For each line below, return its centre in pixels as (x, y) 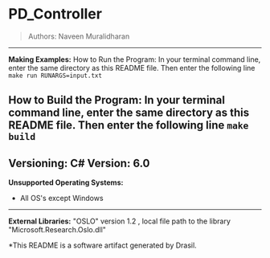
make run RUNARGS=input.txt (55, 76)
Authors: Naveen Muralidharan (79, 36)
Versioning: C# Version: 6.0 (79, 163)
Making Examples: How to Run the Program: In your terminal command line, (135, 59)
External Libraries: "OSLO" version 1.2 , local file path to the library (120, 221)
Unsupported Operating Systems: (66, 182)
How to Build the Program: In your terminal (117, 100)
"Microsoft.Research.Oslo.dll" (57, 230)
